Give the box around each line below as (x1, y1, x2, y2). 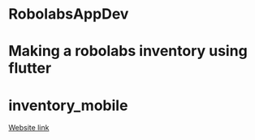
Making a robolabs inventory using (8, 42, 248, 61)
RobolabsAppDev (8, 5, 129, 23)
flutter (8, 59, 52, 78)
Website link (8, 123, 50, 133)
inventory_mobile (8, 96, 128, 114)
